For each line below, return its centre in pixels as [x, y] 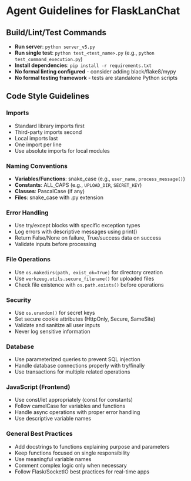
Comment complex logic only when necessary [71, 465]
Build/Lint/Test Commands [56, 33]
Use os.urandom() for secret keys [55, 312]
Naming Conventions [37, 166]
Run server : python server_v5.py [55, 46]
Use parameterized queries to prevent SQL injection [77, 359]
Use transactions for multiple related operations [72, 372]
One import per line [38, 144]
